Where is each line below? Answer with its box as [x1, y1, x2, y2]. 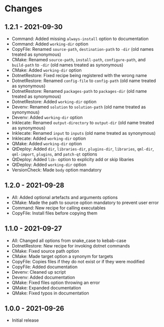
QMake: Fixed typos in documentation [11, 290, 89, 296]
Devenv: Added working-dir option [11, 115, 83, 120]
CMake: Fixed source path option [11, 248, 79, 254]
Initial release [11, 317, 39, 324]
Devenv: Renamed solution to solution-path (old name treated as [11, 104, 146, 110]
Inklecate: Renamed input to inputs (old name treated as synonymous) [11, 130, 156, 136]
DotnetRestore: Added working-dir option [11, 99, 97, 104]
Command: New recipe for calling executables [11, 204, 106, 210]
